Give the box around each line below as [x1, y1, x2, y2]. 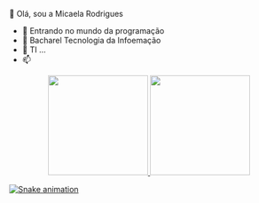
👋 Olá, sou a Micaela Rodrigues [9, 9, 124, 19]
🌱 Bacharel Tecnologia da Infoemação [21, 35, 161, 45]
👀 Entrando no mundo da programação [21, 26, 165, 35]
